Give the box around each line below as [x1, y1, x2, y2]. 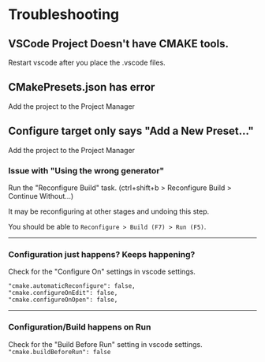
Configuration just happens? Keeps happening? [8, 248, 196, 259]
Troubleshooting [8, 6, 120, 24]
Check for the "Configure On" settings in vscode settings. [8, 267, 196, 277]
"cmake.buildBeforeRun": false [8, 348, 111, 356]
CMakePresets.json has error [8, 80, 155, 94]
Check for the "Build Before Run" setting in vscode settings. [8, 339, 203, 349]
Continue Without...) [8, 191, 74, 200]
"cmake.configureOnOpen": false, [8, 296, 118, 304]
